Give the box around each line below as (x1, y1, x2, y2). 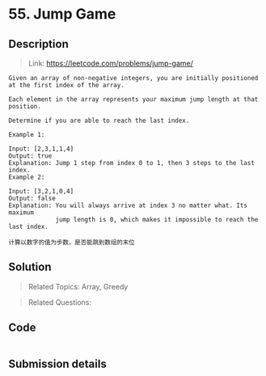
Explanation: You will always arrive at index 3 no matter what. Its (8, 201, 248, 209)
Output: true (8, 152, 53, 160)
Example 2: (8, 173, 45, 181)
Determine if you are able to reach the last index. (8, 116, 190, 125)
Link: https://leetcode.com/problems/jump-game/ (27, 58, 194, 68)
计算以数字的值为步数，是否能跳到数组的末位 (8, 239, 135, 247)
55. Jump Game (8, 5, 116, 23)
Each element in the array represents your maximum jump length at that (8, 95, 259, 104)
